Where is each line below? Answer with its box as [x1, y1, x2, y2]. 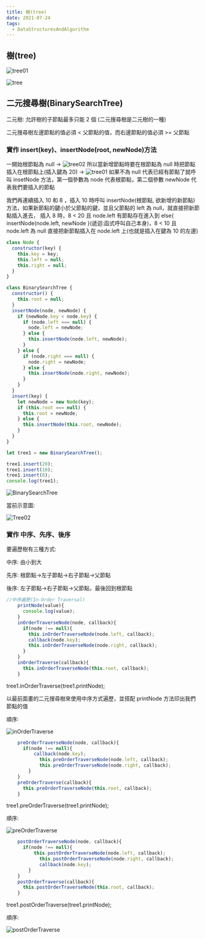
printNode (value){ [17, 602, 64, 609]
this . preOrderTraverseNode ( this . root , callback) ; [22, 785, 152, 791]
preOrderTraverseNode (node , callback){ [17, 740, 120, 746]
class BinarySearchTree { [6, 285, 72, 291]
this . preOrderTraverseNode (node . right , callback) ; [39, 762, 172, 768]
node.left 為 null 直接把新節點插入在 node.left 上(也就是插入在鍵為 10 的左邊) [6, 228, 199, 235]
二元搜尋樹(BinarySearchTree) [6, 98, 123, 109]
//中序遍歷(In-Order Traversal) [6, 597, 86, 603]
